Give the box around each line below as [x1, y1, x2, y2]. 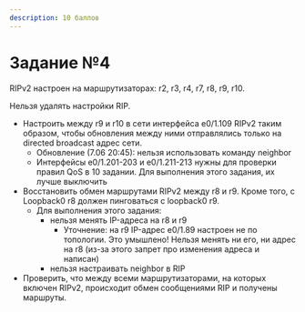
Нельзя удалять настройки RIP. [9, 100, 131, 111]
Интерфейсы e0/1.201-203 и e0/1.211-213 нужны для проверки [36, 156, 277, 167]
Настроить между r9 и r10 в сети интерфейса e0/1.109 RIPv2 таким [22, 117, 282, 128]
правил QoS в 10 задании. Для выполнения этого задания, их [36, 166, 275, 177]
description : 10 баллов [9, 13, 100, 23]
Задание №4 [9, 52, 111, 73]
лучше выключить [36, 176, 107, 186]
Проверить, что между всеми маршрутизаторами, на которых [22, 272, 267, 283]
